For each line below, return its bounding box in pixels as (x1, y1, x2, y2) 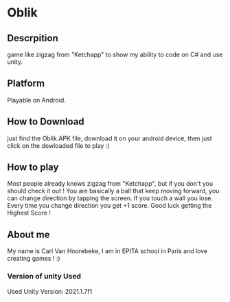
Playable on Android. (7, 96, 67, 104)
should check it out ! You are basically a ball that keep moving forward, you (7, 187, 220, 195)
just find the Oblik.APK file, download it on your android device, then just (7, 134, 213, 142)
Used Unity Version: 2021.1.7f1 (7, 287, 93, 295)
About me (7, 228, 50, 240)
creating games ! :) (7, 255, 60, 263)
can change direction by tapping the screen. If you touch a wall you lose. (7, 194, 213, 202)
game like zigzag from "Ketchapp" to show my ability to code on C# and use (7, 50, 223, 58)
